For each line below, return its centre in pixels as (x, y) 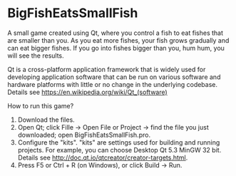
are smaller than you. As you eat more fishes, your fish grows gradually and (118, 40)
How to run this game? (41, 105)
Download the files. (46, 120)
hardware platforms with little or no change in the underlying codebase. (113, 84)
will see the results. (36, 56)
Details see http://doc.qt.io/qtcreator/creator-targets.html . (103, 157)
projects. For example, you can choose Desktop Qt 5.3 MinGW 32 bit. (119, 150)
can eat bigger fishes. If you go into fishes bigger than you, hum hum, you (116, 48)
